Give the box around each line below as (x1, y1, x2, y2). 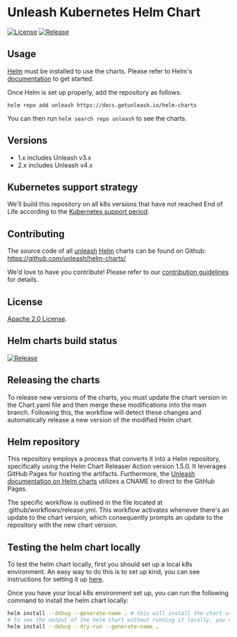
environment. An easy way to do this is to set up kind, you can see (7, 568, 200, 576)
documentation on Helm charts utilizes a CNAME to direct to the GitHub (7, 477, 215, 486)
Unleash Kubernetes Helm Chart (7, 4, 201, 20)
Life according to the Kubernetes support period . (7, 208, 150, 216)
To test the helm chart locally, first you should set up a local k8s (7, 560, 193, 568)
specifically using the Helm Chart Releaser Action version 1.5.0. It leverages (7, 462, 227, 470)
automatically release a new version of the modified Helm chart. (7, 415, 193, 424)
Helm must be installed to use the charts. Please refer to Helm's (7, 66, 193, 75)
